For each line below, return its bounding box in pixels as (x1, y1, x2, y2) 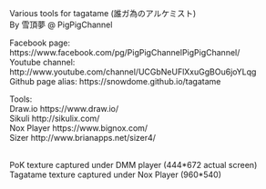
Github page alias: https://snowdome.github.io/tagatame (9, 76, 221, 86)
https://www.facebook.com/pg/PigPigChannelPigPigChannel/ (9, 47, 240, 57)
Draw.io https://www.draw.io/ (9, 104, 119, 114)
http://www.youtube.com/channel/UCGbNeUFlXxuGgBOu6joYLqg (9, 66, 257, 77)
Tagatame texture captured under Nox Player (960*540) (9, 169, 221, 180)
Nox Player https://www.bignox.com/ (9, 123, 148, 134)
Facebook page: (9, 37, 71, 48)
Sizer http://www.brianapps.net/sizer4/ (9, 133, 157, 143)
